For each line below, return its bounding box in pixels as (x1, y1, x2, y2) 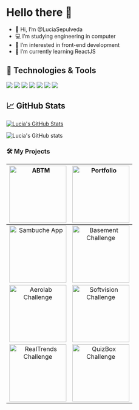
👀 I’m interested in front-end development (15, 41, 120, 48)
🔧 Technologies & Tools (6, 65, 97, 76)
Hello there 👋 (6, 5, 73, 19)
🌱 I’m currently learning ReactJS (15, 48, 96, 55)
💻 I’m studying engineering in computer (15, 32, 116, 40)
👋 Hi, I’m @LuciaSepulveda (15, 26, 83, 33)
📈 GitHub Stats (6, 101, 66, 111)
